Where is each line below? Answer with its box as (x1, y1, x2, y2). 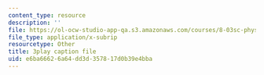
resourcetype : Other (8, 41, 76, 48)
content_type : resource (8, 11, 86, 20)
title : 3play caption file (8, 48, 97, 55)
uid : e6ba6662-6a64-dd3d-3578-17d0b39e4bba (8, 55, 153, 63)
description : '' (8, 19, 61, 27)
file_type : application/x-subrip (8, 33, 118, 41)
